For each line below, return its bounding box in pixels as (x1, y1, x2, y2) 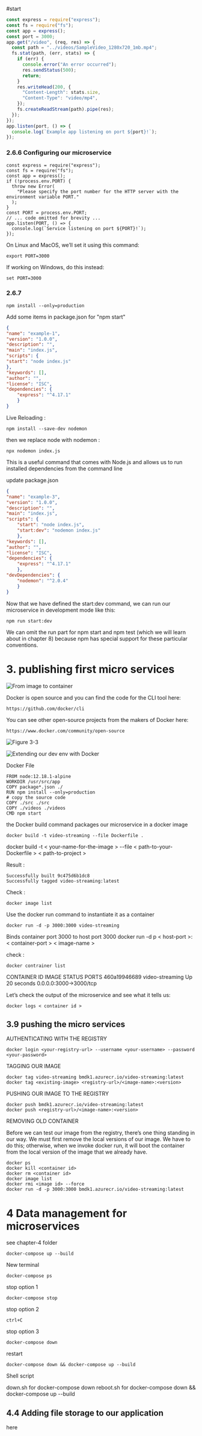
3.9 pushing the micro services (6, 1019, 126, 1029)
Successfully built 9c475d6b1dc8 (6, 872, 90, 878)
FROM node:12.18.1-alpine (6, 773, 71, 779)
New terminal (6, 1261, 40, 1269)
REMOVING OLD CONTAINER (6, 1117, 79, 1125)
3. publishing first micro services (6, 662, 175, 676)
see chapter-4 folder (6, 1239, 58, 1246)
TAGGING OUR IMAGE (6, 1063, 61, 1070)
